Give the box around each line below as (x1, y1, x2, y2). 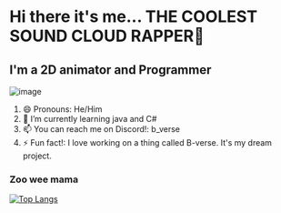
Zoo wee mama (9, 173, 79, 186)
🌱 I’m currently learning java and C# (22, 114, 157, 124)
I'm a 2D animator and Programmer (9, 62, 212, 77)
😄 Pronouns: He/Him (22, 104, 103, 115)
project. (22, 150, 52, 161)
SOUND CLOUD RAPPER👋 (9, 25, 205, 46)
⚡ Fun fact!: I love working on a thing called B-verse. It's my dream (22, 137, 273, 147)
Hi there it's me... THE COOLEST (9, 6, 257, 27)
